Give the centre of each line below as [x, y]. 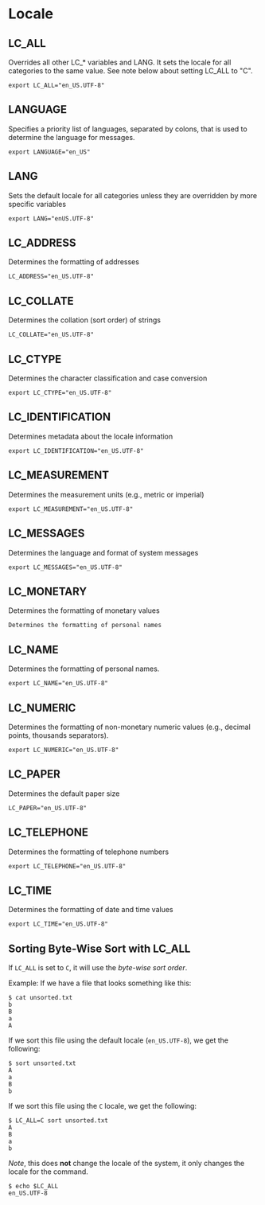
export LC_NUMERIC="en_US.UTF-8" [64, 750]
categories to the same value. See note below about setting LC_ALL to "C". [131, 71]
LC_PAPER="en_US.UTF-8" [48, 808]
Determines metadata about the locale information [91, 436]
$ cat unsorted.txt [41, 998]
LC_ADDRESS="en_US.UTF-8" [51, 277]
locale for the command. [49, 1172]
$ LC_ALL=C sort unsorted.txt [58, 1121]
